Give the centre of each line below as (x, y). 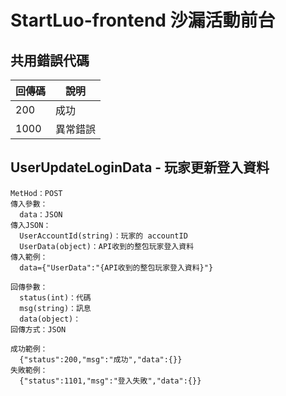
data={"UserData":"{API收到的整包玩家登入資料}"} (116, 267)
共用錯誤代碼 (50, 60)
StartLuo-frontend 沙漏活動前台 (143, 20)
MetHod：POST (36, 193)
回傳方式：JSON (38, 329)
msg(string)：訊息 (55, 308)
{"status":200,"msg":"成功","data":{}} (101, 359)
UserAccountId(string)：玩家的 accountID (103, 236)
